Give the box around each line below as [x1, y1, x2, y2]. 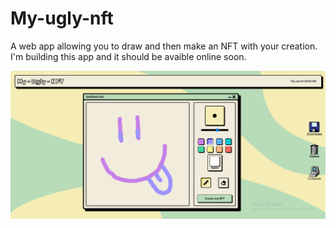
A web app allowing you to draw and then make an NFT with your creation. [10, 40, 318, 52]
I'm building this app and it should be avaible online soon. [10, 50, 247, 62]
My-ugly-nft [10, 7, 114, 30]
